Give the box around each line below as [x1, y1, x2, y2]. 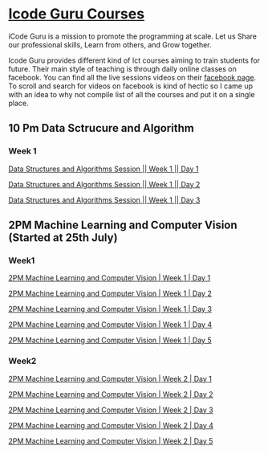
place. [8, 98, 30, 108]
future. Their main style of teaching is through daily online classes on [8, 63, 237, 73]
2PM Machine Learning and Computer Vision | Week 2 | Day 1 [8, 374, 213, 383]
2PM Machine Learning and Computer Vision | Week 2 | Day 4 [8, 420, 214, 430]
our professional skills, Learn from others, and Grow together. [8, 39, 212, 49]
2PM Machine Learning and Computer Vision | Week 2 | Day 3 [8, 405, 214, 415]
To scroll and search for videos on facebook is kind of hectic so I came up [8, 81, 253, 91]
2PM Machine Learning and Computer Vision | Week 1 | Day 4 [8, 320, 213, 329]
